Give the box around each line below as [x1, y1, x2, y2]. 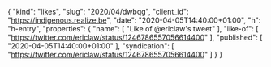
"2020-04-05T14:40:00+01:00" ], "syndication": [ [7, 41, 174, 51]
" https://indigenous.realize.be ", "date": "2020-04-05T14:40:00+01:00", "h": [7, 15, 261, 25]
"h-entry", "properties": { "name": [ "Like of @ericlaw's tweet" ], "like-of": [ [7, 24, 259, 33]
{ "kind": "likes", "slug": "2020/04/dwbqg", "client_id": [7, 7, 189, 16]
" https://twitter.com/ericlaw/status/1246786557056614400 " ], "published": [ [7, 32, 263, 42]
